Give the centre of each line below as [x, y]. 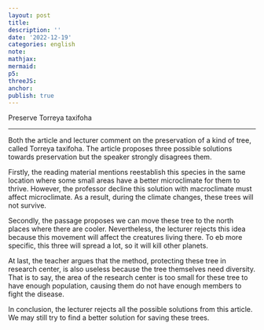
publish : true [31, 96]
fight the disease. [37, 294]
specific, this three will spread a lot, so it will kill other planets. [108, 246]
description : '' [35, 30]
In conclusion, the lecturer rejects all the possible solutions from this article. [130, 310]
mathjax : [22, 60]
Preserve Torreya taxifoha [50, 118]
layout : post [29, 15]
